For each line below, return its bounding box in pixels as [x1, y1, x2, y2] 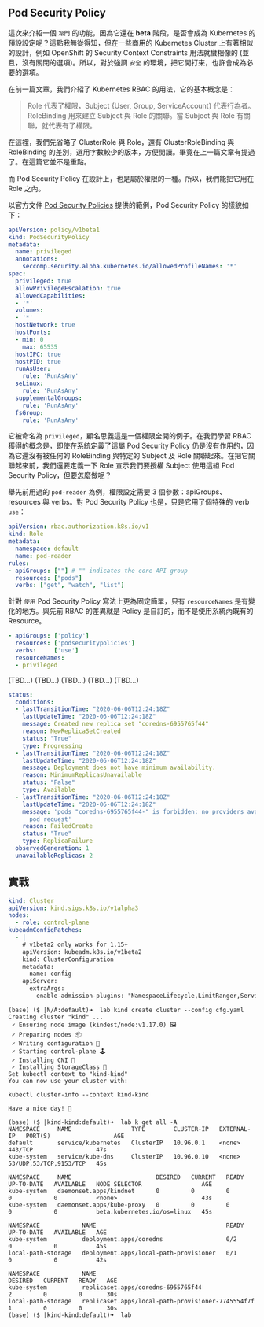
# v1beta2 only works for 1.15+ [22, 941, 128, 948]
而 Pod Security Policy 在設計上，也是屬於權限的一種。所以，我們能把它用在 [8, 173, 255, 183]
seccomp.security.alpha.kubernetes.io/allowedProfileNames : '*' [22, 263, 237, 271]
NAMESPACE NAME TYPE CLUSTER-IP [8, 1125, 210, 1133]
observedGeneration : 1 [15, 845, 90, 852]
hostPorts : [15, 328, 51, 337]
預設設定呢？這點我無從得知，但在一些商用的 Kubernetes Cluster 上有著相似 [8, 38, 254, 47]
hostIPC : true [15, 350, 61, 358]
